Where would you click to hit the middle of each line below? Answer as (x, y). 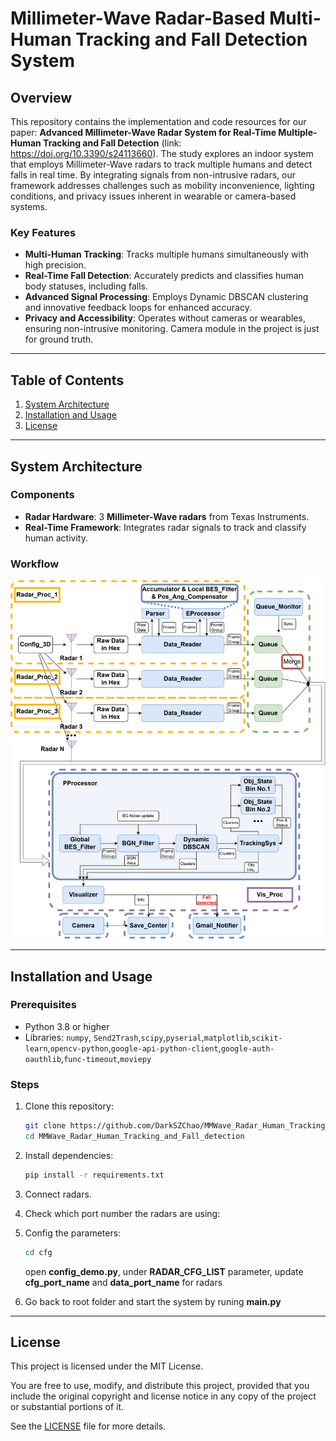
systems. (29, 206)
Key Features (43, 232)
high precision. (55, 265)
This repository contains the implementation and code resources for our (158, 121)
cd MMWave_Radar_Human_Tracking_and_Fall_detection (134, 1137)
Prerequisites (43, 1005)
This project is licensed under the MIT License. (107, 1366)
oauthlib (43, 1059)
